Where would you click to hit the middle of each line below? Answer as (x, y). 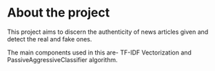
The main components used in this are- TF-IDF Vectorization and (99, 52)
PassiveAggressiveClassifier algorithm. (62, 59)
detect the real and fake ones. (50, 39)
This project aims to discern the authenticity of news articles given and (108, 32)
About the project (59, 13)
